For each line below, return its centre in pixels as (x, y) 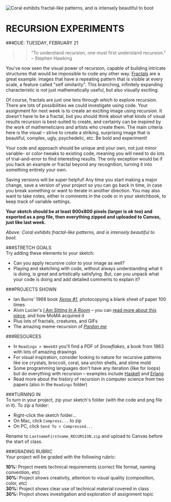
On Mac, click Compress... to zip (47, 420)
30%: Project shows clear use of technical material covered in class (78, 488)
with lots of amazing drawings (45, 352)
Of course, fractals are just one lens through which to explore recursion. (82, 99)
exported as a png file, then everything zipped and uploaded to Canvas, (83, 217)
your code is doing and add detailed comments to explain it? (77, 279)
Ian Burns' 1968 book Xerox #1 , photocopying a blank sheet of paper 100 (90, 299)
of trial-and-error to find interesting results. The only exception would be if (84, 158)
